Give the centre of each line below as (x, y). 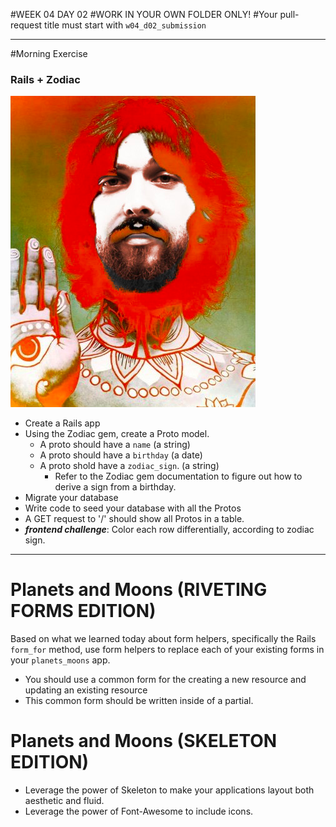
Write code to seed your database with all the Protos (133, 508)
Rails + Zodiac (45, 79)
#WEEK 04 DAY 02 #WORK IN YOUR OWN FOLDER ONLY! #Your (144, 14)
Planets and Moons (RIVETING (139, 590)
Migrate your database (71, 498)
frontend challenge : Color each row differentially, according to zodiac (169, 530)
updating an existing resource (86, 690)
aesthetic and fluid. (64, 801)
